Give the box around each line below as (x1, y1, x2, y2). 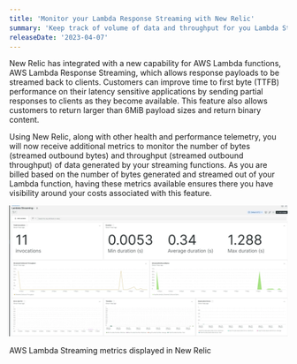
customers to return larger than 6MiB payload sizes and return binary (9, 105, 262, 116)
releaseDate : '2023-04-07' (9, 33, 109, 42)
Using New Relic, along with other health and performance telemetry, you (9, 132, 277, 142)
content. (9, 115, 40, 125)
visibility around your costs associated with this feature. (9, 188, 212, 199)
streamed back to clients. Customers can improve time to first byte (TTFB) (9, 77, 280, 87)
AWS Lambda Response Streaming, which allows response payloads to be (9, 67, 280, 79)
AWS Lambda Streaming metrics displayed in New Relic (9, 345, 212, 355)
